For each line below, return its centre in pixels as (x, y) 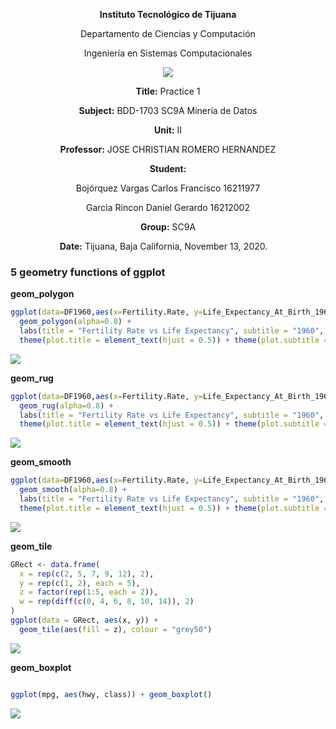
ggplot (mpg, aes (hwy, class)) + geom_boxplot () (111, 694)
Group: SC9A (168, 227)
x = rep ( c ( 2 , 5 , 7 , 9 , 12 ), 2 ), (87, 574)
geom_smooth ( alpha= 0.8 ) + (73, 490)
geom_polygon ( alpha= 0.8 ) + (75, 322)
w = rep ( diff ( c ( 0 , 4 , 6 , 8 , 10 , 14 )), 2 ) (107, 602)
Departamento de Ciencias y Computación (168, 33)
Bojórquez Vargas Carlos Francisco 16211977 (168, 188)
